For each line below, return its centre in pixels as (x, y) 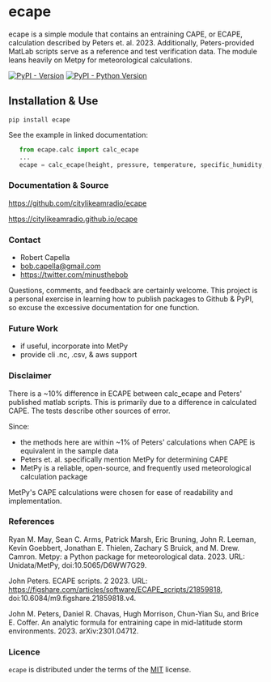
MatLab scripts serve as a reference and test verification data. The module (133, 51)
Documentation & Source (59, 185)
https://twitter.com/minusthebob (74, 275)
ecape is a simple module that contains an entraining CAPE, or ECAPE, (125, 34)
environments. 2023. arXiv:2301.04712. (74, 631)
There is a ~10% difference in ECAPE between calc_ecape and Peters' (125, 393)
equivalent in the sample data (69, 450)
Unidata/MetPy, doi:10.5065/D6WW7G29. (78, 565)
